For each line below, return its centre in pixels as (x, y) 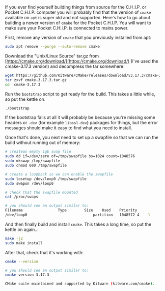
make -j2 (14, 238)
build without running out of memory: (43, 143)
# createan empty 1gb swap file (38, 152)
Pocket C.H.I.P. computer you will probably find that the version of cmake (78, 12)
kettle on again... (22, 229)
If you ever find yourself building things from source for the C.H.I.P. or (76, 7)
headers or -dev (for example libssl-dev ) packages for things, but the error (82, 123)
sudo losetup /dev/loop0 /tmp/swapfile (46, 179)
